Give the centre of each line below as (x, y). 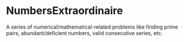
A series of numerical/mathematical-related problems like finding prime (92, 27)
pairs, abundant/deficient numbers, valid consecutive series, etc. (84, 33)
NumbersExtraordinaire (64, 11)
